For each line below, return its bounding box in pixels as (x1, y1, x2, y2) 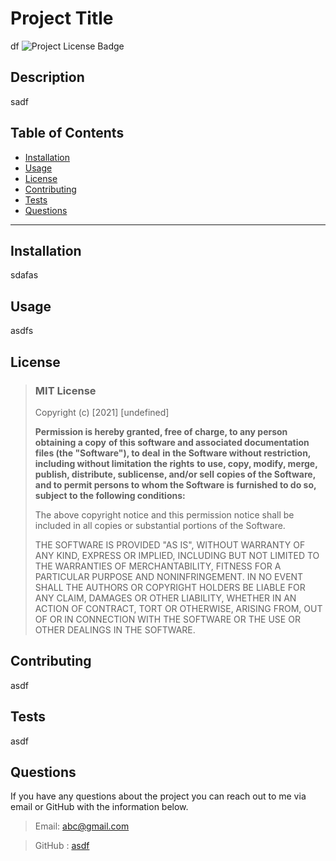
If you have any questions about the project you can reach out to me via (10, 790, 307, 802)
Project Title (10, 7, 114, 30)
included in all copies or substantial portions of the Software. (34, 519, 286, 531)
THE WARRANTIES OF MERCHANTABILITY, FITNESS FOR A (34, 560, 282, 572)
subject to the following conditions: (34, 489, 186, 501)
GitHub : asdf (34, 840, 90, 852)
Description (10, 69, 85, 86)
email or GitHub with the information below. (10, 801, 189, 813)
